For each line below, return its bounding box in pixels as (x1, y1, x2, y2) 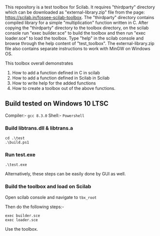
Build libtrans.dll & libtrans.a (5, 125, 73, 131)
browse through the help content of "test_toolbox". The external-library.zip (5, 41, 155, 46)
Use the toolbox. (5, 226, 38, 232)
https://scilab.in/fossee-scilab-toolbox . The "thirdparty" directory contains (5, 15, 155, 20)
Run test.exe (5, 151, 36, 158)
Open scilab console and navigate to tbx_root (5, 194, 97, 200)
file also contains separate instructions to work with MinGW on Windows (5, 46, 151, 51)
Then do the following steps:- (5, 204, 64, 210)
